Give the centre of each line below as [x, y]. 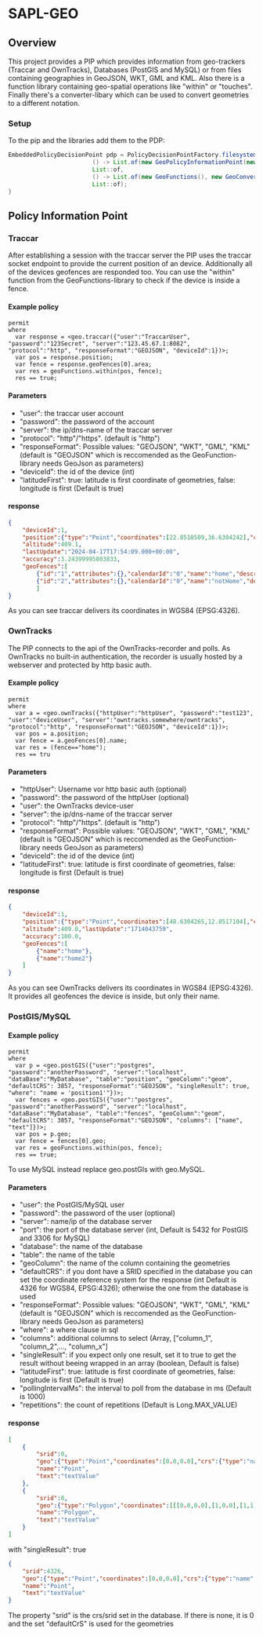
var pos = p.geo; [43, 1134]
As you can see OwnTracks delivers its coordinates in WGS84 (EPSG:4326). [131, 988]
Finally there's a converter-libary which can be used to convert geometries [128, 95]
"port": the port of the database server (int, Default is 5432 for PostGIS [134, 1230]
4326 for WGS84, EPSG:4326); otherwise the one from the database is [134, 1288]
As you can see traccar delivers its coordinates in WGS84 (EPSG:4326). [124, 611]
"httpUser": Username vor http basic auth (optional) [103, 789]
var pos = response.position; [64, 358]
